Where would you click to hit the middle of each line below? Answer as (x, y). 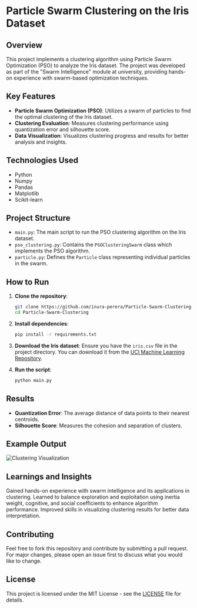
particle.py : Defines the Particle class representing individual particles (102, 257)
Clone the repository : (41, 296)
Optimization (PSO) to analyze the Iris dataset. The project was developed (96, 65)
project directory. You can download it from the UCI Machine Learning (100, 352)
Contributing (30, 534)
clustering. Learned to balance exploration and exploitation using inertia (93, 497)
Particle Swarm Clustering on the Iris (98, 11)
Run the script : (33, 370)
